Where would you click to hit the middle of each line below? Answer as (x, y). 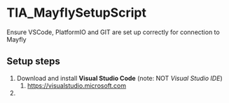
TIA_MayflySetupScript (76, 13)
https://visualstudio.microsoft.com (77, 86)
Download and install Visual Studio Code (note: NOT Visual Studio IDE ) (119, 78)
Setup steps (33, 62)
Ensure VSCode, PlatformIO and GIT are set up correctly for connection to (113, 32)
